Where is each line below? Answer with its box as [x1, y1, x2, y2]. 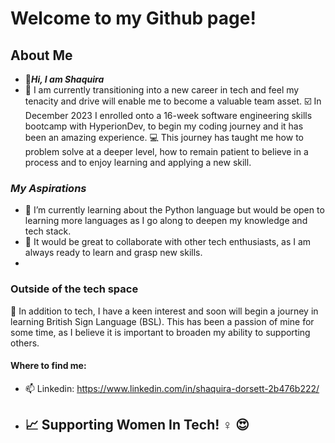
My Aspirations [10, 181, 87, 195]
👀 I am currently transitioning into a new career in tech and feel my [24, 84, 300, 96]
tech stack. [24, 225, 72, 237]
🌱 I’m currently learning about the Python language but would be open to [24, 204, 325, 216]
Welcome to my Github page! [10, 7, 257, 30]
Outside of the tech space [10, 282, 139, 296]
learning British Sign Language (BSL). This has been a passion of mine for [10, 315, 315, 327]
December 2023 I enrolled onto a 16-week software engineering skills [24, 110, 313, 121]
